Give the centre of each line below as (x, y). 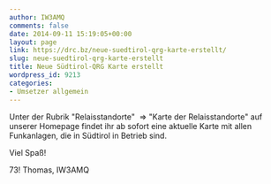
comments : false (39, 26)
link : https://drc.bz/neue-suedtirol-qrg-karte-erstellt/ (118, 50)
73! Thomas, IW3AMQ (49, 170)
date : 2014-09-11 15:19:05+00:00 (71, 34)
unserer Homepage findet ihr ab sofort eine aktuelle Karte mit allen (131, 126)
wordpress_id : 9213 (45, 75)
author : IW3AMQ (37, 17)
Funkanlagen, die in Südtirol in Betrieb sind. (88, 135)
